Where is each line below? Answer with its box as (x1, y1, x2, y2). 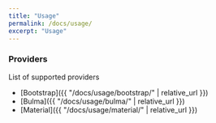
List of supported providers (8, 72, 100, 82)
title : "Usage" (8, 11, 60, 20)
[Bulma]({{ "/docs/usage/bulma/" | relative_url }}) (19, 96, 185, 106)
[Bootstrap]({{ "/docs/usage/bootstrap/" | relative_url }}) (19, 87, 209, 97)
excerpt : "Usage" (8, 27, 67, 35)
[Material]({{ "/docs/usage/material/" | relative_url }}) (19, 104, 198, 114)
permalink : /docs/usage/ (8, 19, 93, 28)
